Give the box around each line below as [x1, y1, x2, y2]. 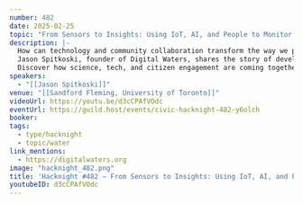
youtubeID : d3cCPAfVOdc [9, 181, 99, 190]
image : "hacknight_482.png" [9, 163, 115, 172]
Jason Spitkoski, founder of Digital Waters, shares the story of [17, 55, 272, 64]
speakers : [9, 72, 47, 81]
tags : [9, 122, 30, 131]
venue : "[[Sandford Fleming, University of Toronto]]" [9, 88, 220, 97]
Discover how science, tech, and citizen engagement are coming [17, 64, 264, 73]
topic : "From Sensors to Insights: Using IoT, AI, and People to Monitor [9, 30, 293, 39]
